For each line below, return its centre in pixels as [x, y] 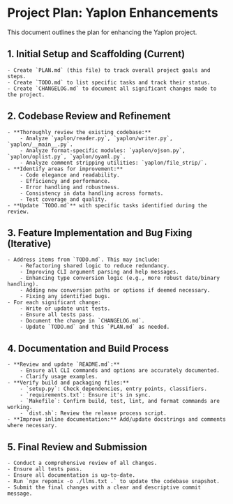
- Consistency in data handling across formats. [92, 193]
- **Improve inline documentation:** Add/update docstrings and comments [117, 420]
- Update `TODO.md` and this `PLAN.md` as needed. [95, 327]
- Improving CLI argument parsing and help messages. [99, 272]
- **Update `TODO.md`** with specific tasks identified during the [107, 205]
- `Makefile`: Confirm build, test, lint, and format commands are [120, 401]
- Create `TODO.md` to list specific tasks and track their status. [109, 82]
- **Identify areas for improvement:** [65, 169]
